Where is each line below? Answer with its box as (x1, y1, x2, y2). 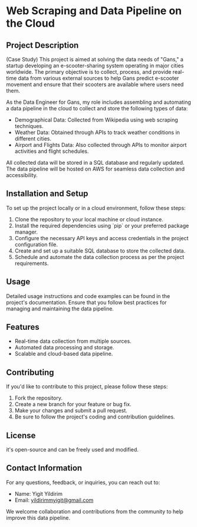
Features (6, 322, 40, 332)
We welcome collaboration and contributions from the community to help (6, 508, 184, 515)
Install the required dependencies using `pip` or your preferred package (14, 222, 189, 229)
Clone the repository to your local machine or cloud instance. (14, 215, 163, 222)
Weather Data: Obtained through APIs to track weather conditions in (14, 129, 180, 136)
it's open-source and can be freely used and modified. (6, 446, 139, 453)
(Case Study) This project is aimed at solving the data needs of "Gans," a (6, 56, 184, 63)
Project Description (6, 40, 79, 50)
